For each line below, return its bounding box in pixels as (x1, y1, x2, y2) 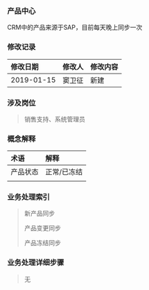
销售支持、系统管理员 (24, 114, 85, 123)
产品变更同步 (24, 224, 61, 232)
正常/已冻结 (45, 167, 83, 177)
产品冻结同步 (24, 239, 61, 247)
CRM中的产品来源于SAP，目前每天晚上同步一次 (7, 23, 143, 32)
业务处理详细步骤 (7, 258, 64, 268)
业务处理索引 (7, 192, 51, 202)
